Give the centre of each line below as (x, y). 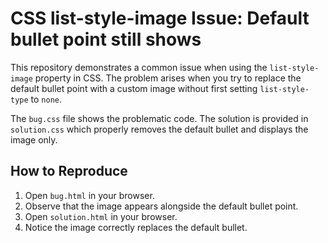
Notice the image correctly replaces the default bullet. (136, 227)
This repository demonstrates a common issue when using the (139, 67)
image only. (34, 139)
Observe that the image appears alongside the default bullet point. (161, 206)
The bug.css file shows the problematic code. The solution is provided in (159, 118)
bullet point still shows (106, 39)
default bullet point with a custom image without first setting (134, 88)
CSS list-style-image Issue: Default (160, 18)
